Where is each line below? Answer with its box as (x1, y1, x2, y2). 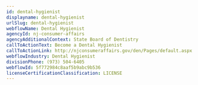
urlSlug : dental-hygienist (6, 20, 74, 26)
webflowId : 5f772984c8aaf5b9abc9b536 (6, 64, 101, 71)
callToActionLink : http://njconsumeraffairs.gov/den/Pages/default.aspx (6, 48, 193, 54)
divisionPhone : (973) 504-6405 (6, 59, 85, 65)
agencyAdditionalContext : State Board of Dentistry (6, 37, 138, 42)
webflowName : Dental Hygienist (6, 25, 85, 32)
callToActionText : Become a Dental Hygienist (6, 42, 122, 48)
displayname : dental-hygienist (6, 14, 85, 20)
